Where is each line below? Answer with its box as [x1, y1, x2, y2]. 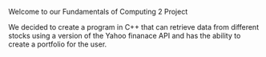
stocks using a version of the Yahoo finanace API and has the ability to [8, 31, 241, 40]
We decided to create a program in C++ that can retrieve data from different [8, 22, 259, 31]
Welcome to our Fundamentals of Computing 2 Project [8, 7, 188, 16]
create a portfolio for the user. [8, 39, 107, 49]
